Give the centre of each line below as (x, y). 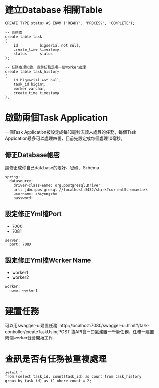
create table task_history (32, 72)
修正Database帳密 (33, 155)
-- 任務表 (14, 32)
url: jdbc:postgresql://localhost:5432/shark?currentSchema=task (81, 190)
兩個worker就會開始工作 (29, 338)
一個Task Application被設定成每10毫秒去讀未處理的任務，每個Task (71, 132)
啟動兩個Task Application (57, 118)
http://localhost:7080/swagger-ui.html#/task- (105, 326)
